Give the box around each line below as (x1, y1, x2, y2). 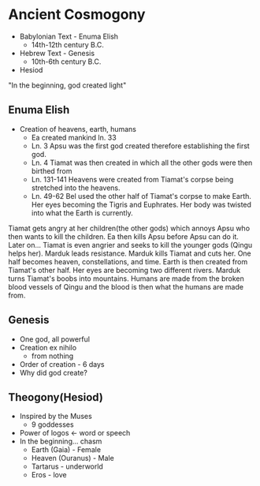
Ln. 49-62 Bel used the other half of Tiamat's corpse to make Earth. (31, 191, 252, 200)
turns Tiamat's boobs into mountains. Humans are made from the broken (8, 274, 244, 283)
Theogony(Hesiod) (8, 391, 104, 404)
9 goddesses (31, 420, 74, 429)
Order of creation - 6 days (19, 359, 105, 368)
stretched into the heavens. (31, 183, 121, 193)
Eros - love (31, 470, 67, 480)
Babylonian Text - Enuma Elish (19, 32, 119, 41)
